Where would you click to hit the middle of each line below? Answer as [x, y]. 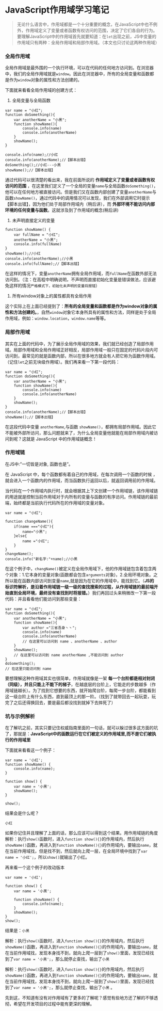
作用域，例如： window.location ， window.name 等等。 [57, 319]
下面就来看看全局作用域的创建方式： [41, 90]
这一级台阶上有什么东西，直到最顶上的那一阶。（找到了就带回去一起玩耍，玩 [81, 696]
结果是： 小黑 [17, 931]
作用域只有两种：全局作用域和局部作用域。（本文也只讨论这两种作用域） [88, 42]
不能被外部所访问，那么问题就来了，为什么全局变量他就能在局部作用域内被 [79, 433]
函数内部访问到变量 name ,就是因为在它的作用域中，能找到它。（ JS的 [88, 580]
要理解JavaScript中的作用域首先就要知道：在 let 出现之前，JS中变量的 [87, 36]
